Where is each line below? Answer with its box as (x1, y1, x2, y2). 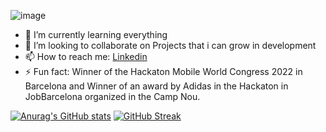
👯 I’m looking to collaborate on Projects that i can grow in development (24, 40, 317, 51)
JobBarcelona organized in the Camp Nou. (24, 91, 201, 102)
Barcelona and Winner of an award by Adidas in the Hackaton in (24, 80, 289, 92)
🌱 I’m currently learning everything (24, 29, 168, 40)
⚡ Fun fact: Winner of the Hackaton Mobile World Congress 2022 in (24, 66, 303, 77)
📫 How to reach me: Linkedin (24, 51, 148, 62)
